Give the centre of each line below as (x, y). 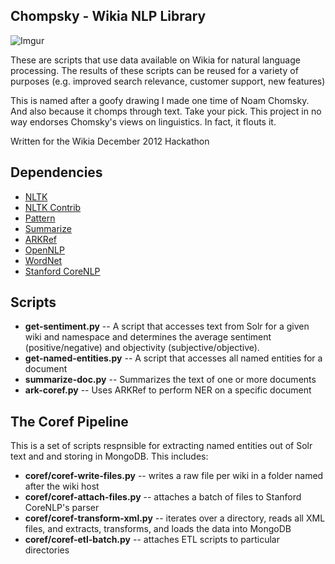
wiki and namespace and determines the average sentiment (148, 337)
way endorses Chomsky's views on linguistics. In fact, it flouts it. (143, 121)
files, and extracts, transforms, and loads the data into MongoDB (158, 529)
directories (47, 550)
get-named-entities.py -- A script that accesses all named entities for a (173, 358)
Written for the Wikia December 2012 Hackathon (110, 141)
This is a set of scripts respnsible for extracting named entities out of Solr (161, 446)
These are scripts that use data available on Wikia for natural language (155, 60)
